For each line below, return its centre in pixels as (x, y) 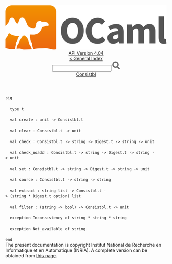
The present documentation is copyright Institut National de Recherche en (83, 245)
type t (17, 109)
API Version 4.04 (86, 53)
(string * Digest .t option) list (46, 196)
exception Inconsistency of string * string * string (68, 218)
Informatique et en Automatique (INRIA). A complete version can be (76, 250)
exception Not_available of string (48, 229)
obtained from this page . (31, 256)
